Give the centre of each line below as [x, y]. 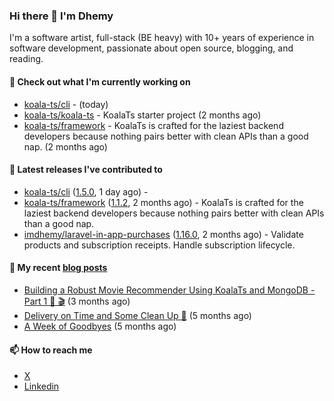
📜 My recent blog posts [58, 268]
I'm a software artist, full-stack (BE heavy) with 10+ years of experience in [162, 38]
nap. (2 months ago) [65, 146]
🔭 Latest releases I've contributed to [86, 170]
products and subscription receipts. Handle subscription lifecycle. [159, 245]
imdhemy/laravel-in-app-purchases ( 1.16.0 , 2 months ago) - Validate [163, 234]
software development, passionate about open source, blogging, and [151, 48]
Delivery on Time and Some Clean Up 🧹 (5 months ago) [137, 315]
